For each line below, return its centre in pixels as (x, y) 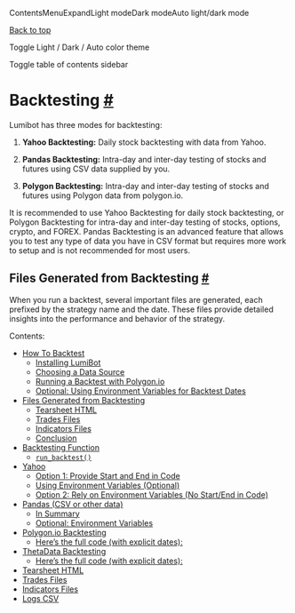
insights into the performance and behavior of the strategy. (117, 318)
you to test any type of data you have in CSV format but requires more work (148, 241)
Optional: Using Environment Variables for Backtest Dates (140, 391)
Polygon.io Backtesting (64, 532)
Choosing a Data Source (80, 371)
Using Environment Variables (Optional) (108, 485)
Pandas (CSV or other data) (72, 504)
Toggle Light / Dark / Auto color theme (80, 47)
